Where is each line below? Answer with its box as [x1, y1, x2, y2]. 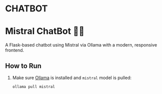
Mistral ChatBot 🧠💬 [5, 26, 85, 37]
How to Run [5, 61, 42, 70]
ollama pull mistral [12, 84, 55, 89]
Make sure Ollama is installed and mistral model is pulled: [12, 75, 132, 81]
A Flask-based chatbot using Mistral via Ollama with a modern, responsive [5, 42, 158, 48]
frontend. [5, 47, 24, 53]
